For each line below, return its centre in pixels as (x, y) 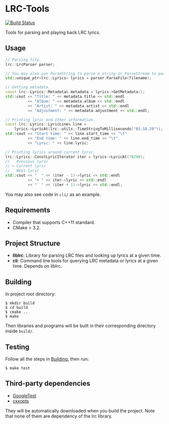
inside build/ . (20, 331)
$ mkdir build (20, 303)
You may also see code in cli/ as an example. (53, 194)
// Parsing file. (23, 60)
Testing (17, 347)
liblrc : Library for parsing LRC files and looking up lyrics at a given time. (87, 255)
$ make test (18, 368)
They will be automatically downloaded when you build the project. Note (80, 410)
